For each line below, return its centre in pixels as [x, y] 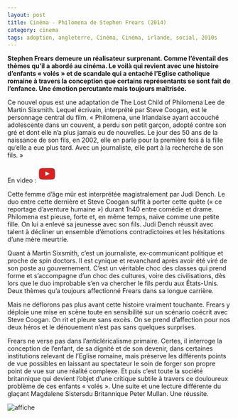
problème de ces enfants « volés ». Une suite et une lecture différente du [114, 386]
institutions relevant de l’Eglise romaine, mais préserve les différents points [117, 356]
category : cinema [33, 30]
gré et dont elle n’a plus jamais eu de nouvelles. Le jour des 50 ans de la [113, 133]
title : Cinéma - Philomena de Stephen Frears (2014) [87, 22]
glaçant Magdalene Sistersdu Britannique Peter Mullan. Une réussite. [108, 394]
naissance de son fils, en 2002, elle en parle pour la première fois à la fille [115, 140]
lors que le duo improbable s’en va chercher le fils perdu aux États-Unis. [113, 283]
